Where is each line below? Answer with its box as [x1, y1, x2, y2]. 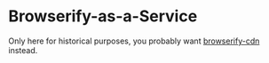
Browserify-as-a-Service [8, 6, 198, 27]
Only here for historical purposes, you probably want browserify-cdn [8, 35, 260, 46]
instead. [8, 44, 38, 55]
